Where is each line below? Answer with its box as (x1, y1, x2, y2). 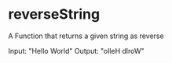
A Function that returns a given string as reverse (8, 31, 164, 40)
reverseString (8, 5, 101, 23)
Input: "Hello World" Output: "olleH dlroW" (8, 46, 145, 55)
